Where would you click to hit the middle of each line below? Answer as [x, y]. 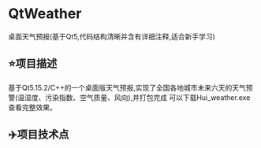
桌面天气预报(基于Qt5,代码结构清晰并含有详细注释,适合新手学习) [112, 36]
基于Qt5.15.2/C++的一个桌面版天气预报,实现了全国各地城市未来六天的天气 [127, 87]
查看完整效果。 [32, 107]
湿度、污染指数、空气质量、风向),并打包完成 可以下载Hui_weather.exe [138, 97]
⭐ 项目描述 [33, 64]
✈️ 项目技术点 [39, 135]
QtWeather [45, 14]
